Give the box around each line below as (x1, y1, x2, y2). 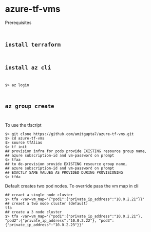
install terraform (5, 41, 61, 48)
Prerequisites (5, 20, 32, 25)
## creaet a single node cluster (5, 192, 73, 198)
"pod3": (98, 218, 114, 223)
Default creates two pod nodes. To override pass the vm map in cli (5, 183, 139, 189)
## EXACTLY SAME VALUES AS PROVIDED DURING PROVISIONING (5, 170, 123, 175)
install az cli (5, 64, 51, 71)
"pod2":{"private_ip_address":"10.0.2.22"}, (5, 218, 97, 223)
